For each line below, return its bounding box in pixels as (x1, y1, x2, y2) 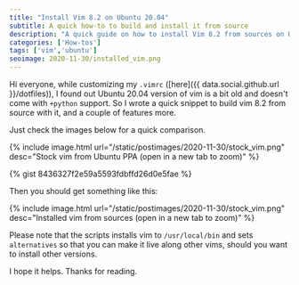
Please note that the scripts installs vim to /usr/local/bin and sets (9, 230, 254, 240)
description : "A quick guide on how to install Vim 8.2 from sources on (9, 29, 285, 38)
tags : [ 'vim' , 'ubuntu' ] (9, 46, 98, 55)
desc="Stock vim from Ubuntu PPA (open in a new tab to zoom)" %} (9, 151, 260, 161)
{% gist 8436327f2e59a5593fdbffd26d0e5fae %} (9, 168, 192, 179)
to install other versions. (9, 248, 98, 259)
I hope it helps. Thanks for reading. (9, 266, 138, 276)
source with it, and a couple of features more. (9, 108, 176, 118)
